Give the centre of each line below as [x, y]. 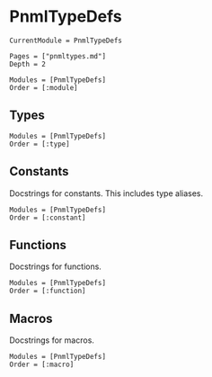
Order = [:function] [48, 291]
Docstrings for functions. [55, 266]
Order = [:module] [44, 87]
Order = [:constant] [48, 218]
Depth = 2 [28, 64]
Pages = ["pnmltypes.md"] [57, 56]
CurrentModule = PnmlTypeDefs [66, 40]
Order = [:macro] [42, 365]
